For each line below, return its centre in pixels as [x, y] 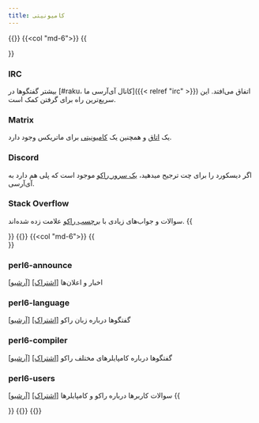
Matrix [21, 119]
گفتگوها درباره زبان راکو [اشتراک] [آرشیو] [69, 320]
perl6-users [32, 378]
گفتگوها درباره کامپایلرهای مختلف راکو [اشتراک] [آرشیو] [90, 357]
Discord [24, 157]
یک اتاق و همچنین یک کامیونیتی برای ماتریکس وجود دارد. [90, 137]
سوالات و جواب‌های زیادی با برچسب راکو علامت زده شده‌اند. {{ [100, 221]
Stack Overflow [39, 204]
